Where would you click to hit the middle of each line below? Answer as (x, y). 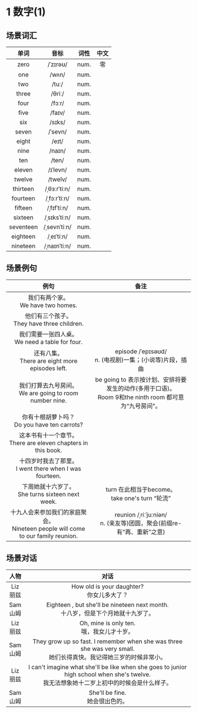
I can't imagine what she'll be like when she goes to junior (108, 667)
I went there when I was (48, 468)
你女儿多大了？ (108, 595)
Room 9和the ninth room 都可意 (141, 397)
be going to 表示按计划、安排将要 (141, 380)
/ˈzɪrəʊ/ (58, 64)
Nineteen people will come (48, 528)
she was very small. (107, 649)
